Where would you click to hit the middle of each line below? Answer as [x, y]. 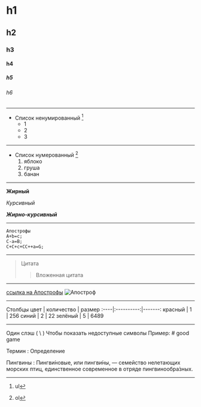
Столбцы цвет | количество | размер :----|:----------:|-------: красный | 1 [99, 309]
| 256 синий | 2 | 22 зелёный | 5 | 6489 [55, 315]
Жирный [18, 191]
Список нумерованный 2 [47, 154]
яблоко [33, 161]
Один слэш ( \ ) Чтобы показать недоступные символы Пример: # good [98, 333]
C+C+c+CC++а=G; [25, 247]
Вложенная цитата [60, 275]
